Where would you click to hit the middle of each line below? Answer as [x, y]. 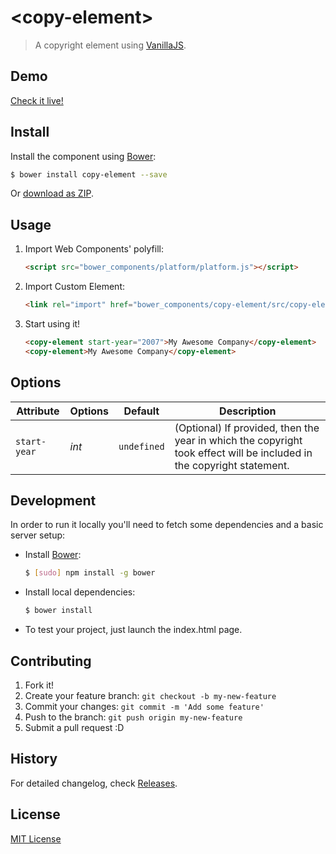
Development [53, 500]
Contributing [51, 661]
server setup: [38, 535]
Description [248, 411]
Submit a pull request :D [74, 727]
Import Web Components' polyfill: [94, 249]
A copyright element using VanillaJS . [110, 45]
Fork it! [39, 685]
